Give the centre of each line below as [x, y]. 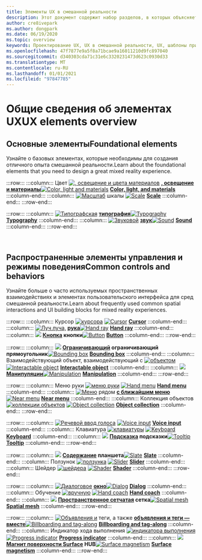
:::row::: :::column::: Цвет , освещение [100, 183]
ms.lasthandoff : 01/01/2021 [41, 74]
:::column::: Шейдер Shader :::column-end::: [89, 468]
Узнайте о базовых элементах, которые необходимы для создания [92, 159]
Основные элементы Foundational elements [92, 144]
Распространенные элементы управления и [95, 257]
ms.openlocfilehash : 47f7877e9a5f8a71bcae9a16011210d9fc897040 [87, 51]
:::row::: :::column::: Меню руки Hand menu [96, 385]
